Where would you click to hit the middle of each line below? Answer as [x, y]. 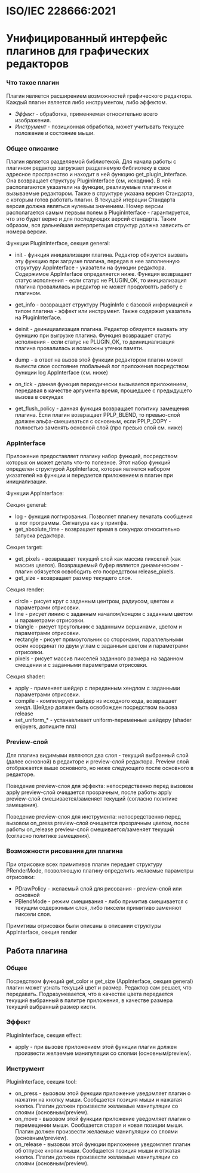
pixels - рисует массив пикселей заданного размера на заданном [99, 658]
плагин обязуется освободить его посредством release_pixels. [95, 572]
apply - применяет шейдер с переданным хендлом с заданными [97, 688]
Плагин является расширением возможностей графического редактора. [99, 96]
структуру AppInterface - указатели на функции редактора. [90, 267]
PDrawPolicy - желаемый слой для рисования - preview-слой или [98, 888]
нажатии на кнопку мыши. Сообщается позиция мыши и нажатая [98, 1100]
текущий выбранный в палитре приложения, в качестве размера [90, 1000]
